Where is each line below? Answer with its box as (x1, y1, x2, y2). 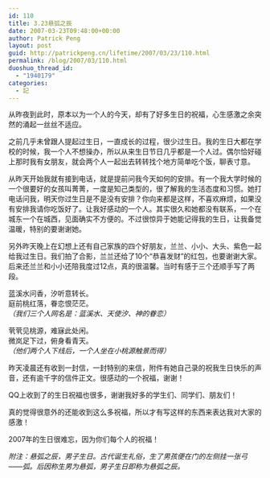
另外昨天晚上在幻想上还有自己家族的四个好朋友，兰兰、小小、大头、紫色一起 (8, 241, 262, 251)
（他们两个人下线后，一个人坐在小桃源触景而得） (8, 346, 170, 356)
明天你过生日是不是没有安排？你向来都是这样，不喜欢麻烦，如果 (43, 194, 255, 204)
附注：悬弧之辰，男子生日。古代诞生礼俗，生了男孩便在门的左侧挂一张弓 (8, 451, 247, 461)
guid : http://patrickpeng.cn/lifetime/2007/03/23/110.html (8, 49, 211, 57)
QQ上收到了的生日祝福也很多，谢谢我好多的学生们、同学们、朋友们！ (8, 390, 238, 400)
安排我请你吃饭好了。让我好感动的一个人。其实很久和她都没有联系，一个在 (14, 204, 262, 214)
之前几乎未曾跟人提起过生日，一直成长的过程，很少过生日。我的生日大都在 (8, 137, 255, 146)
